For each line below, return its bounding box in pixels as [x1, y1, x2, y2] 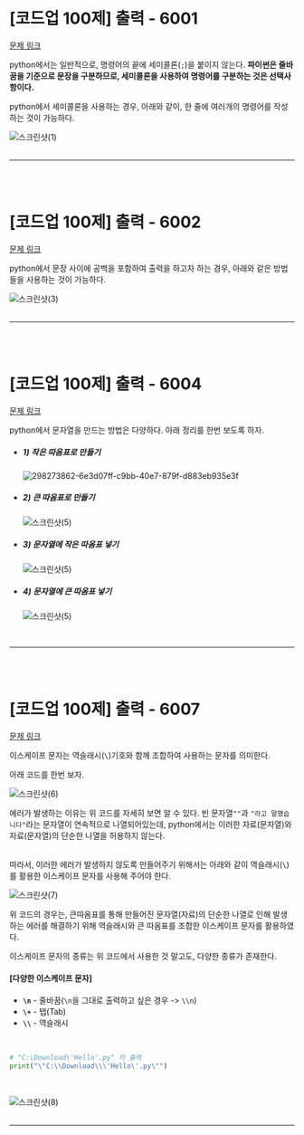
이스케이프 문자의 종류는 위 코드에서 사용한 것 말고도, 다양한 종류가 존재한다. [9, 950, 278, 961]
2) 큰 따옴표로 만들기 [22, 492, 95, 503]
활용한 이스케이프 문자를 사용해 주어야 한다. [18, 870, 172, 881]
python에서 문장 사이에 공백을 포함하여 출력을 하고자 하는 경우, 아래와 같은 [9, 262, 271, 273]
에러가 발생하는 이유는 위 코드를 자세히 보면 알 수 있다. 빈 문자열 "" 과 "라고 [9, 807, 268, 818]
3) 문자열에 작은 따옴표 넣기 [22, 539, 119, 550]
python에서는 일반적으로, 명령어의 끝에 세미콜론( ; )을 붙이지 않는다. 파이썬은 [9, 59, 278, 70]
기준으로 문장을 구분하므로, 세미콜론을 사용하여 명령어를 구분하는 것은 [25, 70, 268, 81]
